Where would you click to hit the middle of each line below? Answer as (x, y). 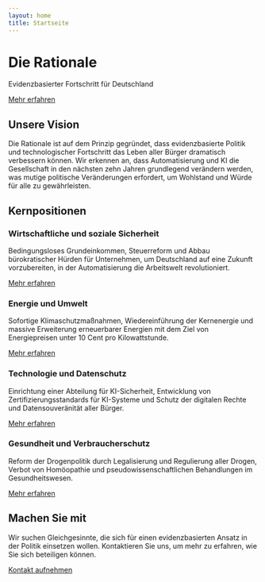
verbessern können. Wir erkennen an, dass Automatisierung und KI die (124, 160)
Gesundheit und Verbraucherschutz (79, 444)
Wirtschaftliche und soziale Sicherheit (84, 233)
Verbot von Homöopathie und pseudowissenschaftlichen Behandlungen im (131, 469)
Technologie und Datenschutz (67, 374)
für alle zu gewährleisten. (50, 186)
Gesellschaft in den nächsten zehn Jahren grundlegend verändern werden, (131, 169)
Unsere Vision (44, 124)
